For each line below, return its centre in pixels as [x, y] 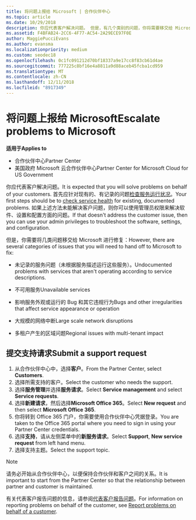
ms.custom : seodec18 [31, 55]
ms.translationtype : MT [35, 71]
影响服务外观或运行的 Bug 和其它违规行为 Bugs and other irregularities [98, 302]
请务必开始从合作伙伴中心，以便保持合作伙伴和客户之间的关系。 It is [87, 473]
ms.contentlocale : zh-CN [36, 77]
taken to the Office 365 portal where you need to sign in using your [95, 423]
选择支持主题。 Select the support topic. [62, 450]
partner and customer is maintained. [50, 486]
